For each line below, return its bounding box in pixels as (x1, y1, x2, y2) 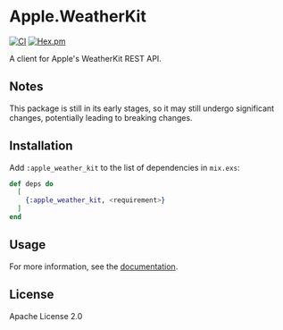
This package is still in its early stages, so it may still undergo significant (9, 103, 275, 114)
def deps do (9, 179, 54, 189)
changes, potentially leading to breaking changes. (9, 112, 194, 123)
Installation (9, 139, 73, 154)
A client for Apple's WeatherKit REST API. (9, 53, 162, 63)
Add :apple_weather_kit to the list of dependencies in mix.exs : (9, 162, 240, 173)
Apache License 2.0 (9, 310, 83, 321)
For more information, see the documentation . (9, 261, 179, 272)
